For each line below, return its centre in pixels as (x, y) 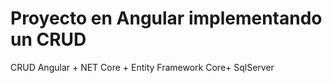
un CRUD (48, 39)
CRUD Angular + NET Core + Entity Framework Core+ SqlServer (142, 67)
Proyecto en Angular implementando (166, 18)
